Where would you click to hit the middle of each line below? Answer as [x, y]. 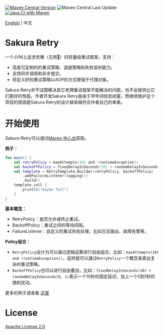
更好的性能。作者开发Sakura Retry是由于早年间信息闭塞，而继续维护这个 [82, 96]
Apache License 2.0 [25, 326]
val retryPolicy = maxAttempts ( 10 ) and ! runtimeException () [76, 162]
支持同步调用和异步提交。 [38, 73]
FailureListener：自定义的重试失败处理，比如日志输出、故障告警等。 [80, 231]
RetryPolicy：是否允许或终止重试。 [47, 219]
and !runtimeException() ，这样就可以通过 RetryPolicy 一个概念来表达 [82, 258]
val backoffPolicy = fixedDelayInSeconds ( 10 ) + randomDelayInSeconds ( [87, 167]
